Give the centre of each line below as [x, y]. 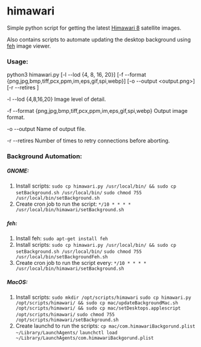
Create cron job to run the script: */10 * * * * [73, 204]
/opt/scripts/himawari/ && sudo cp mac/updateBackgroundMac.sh [97, 303]
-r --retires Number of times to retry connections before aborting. [88, 141]
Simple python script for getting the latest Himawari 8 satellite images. [94, 28]
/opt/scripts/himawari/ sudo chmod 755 [65, 315]
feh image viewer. [29, 46]
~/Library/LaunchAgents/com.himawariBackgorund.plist [85, 338]
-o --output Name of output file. [46, 129]
